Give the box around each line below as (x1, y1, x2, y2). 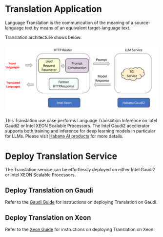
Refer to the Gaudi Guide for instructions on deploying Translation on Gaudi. (5, 199, 158, 205)
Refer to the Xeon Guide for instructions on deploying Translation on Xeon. (5, 226, 155, 232)
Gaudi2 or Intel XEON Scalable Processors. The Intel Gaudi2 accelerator (5, 123, 150, 129)
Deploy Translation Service (5, 151, 118, 161)
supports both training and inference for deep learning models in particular (5, 128, 156, 134)
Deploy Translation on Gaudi (5, 186, 93, 194)
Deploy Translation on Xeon (5, 213, 91, 222)
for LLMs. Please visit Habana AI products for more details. (5, 133, 123, 139)
